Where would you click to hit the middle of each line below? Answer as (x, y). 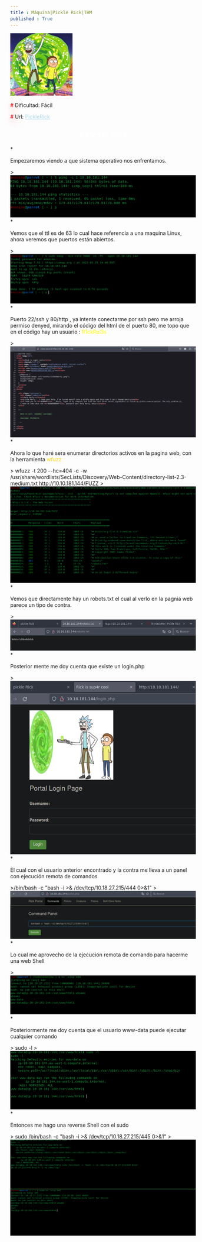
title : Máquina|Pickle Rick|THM (51, 12)
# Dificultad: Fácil (32, 105)
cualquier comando (34, 1036)
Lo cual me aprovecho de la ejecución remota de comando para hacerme (99, 955)
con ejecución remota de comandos (54, 876)
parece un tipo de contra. (41, 605)
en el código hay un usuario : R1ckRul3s (59, 332)
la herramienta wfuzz (36, 460)
